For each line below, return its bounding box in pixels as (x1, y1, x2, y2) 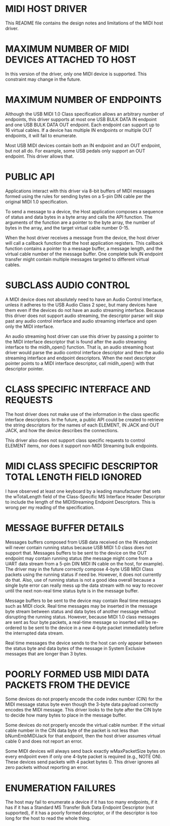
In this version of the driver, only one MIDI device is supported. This (5, 71, 147, 77)
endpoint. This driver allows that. (5, 153, 74, 159)
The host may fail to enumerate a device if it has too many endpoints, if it (5, 799, 158, 805)
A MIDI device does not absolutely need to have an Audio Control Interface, (5, 296, 163, 302)
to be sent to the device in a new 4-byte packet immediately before (22, 624, 164, 631)
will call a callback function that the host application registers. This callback (5, 240, 163, 246)
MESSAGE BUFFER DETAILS (5, 522, 124, 533)
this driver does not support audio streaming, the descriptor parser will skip (5, 312, 163, 319)
